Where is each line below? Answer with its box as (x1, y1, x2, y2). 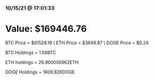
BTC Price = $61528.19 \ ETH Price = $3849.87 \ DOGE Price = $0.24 (5, 40, 149, 46)
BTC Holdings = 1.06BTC (5, 49, 57, 55)
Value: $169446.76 (5, 23, 87, 35)
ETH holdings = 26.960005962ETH (5, 59, 79, 65)
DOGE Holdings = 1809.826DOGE (5, 69, 75, 75)
